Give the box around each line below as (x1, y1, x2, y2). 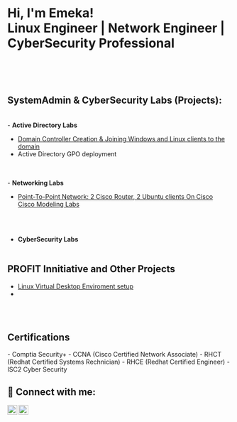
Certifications (7, 331, 70, 343)
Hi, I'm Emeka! (7, 5, 94, 21)
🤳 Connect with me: (7, 386, 96, 398)
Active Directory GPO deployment (17, 149, 117, 158)
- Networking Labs (7, 178, 64, 187)
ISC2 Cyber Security (7, 365, 67, 374)
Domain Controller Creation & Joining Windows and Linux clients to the (17, 134, 226, 143)
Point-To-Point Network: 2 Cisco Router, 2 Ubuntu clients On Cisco (17, 192, 214, 200)
